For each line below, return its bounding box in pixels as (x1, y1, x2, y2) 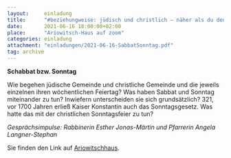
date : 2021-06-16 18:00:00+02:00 (7, 23, 122, 30)
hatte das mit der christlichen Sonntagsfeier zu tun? (7, 109, 153, 117)
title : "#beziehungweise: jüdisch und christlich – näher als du (7, 16, 214, 23)
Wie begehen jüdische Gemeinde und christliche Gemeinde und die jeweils (7, 80, 219, 89)
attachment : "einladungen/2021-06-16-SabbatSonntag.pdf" (7, 42, 174, 49)
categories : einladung (7, 36, 72, 43)
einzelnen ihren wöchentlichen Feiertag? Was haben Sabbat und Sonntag (7, 87, 214, 96)
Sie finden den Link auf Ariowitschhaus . (7, 144, 120, 152)
